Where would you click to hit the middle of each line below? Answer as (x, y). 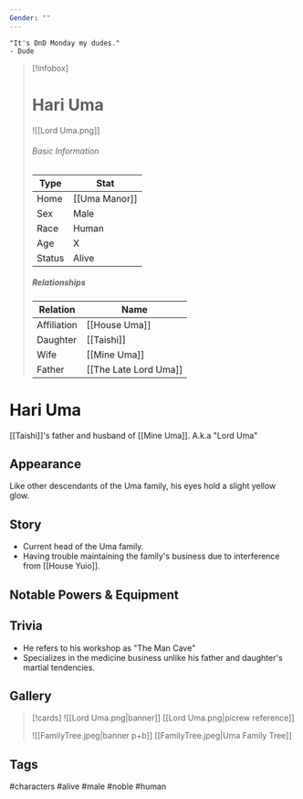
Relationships (58, 282)
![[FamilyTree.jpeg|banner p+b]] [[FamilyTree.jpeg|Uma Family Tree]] (162, 736)
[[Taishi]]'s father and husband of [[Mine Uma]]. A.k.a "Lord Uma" (134, 435)
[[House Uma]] (119, 325)
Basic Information (65, 151)
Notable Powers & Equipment (94, 595)
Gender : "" (30, 18)
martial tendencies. (59, 667)
